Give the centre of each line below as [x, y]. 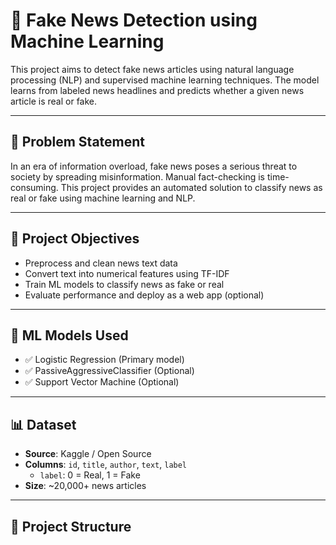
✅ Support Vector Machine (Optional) [102, 382]
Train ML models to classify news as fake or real [124, 284]
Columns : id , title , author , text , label [106, 465]
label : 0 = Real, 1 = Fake [90, 475]
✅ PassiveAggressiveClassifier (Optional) [109, 371]
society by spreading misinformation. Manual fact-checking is [138, 176]
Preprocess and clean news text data [101, 263]
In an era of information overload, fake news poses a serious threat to [154, 166]
